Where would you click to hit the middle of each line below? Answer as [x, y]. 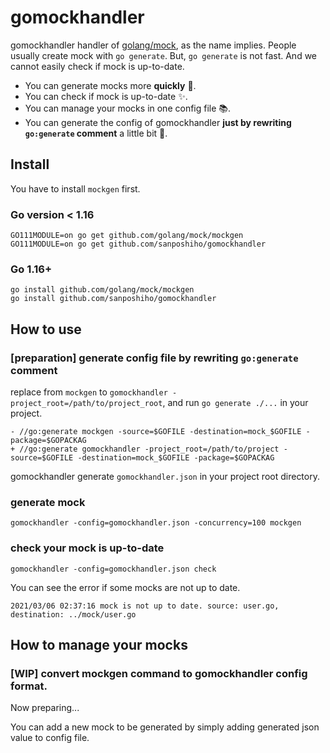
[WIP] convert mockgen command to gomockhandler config [159, 673]
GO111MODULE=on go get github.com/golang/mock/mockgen [127, 236]
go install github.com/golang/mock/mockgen [102, 290]
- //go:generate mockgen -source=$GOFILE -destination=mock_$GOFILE [156, 432]
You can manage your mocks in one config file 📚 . [128, 108]
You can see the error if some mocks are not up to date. [125, 587]
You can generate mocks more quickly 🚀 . [110, 85]
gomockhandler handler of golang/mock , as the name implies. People [153, 45]
